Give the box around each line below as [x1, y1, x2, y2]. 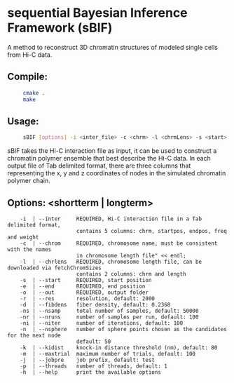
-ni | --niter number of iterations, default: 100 [20, 320, 184, 327]
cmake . [22, 89, 46, 96]
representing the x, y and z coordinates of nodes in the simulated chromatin [7, 169, 226, 177]
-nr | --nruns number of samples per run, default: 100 [20, 314, 199, 321]
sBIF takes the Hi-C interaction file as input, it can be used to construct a [7, 147, 217, 155]
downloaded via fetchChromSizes [7, 264, 102, 271]
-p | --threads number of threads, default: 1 [20, 363, 168, 370]
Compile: [7, 71, 48, 83]
